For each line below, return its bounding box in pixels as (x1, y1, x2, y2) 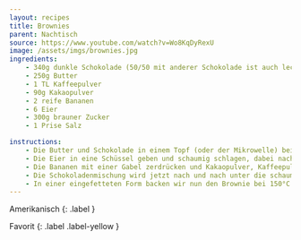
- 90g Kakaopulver (25, 88, 94, 97)
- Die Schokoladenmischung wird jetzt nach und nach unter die (25, 171, 267, 180)
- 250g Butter (25, 72, 78, 81)
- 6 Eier (25, 105, 58, 114)
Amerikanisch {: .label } (9, 203, 96, 215)
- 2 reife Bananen (25, 96, 94, 106)
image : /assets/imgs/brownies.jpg (9, 47, 139, 56)
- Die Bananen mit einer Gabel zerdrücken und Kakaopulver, (25, 162, 254, 171)
